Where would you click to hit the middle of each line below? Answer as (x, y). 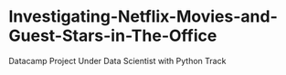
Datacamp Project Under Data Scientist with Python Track (117, 61)
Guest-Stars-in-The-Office (113, 36)
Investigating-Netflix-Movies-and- (143, 17)
